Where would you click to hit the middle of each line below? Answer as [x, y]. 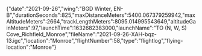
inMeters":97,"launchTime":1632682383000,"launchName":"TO [85, 28]
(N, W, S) [176, 28]
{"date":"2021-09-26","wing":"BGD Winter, [59, 9]
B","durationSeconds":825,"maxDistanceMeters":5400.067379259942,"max [101, 15]
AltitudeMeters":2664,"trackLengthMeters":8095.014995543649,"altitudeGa [101, 21]
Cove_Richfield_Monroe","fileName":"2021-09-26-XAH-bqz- [81, 34]
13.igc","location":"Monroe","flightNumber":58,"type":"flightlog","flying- [95, 41]
